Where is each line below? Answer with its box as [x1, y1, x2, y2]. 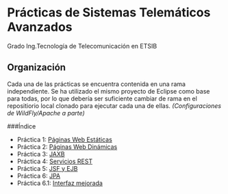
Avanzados [7, 19, 73, 35]
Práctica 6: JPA [16, 171, 60, 180]
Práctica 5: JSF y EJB [16, 164, 78, 172]
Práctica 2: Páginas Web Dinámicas [16, 142, 118, 151]
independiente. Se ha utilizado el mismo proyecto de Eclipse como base [7, 87, 210, 95]
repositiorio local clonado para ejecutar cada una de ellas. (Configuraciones [7, 101, 221, 110]
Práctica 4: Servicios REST [16, 157, 93, 165]
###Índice [7, 122, 36, 130]
